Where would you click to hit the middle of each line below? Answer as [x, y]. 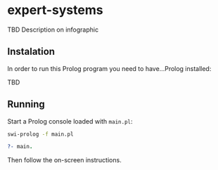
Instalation [31, 52]
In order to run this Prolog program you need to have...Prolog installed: [109, 68]
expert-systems [55, 10]
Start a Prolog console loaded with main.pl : [70, 121]
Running [26, 104]
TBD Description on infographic [53, 30]
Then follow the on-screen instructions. [64, 160]
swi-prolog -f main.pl [40, 134]
